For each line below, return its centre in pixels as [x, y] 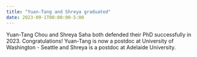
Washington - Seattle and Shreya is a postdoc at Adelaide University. [91, 47]
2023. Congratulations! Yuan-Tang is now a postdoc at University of [90, 41]
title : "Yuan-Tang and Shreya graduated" [59, 12]
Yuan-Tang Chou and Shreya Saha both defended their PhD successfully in [99, 34]
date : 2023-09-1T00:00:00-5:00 [45, 17]
